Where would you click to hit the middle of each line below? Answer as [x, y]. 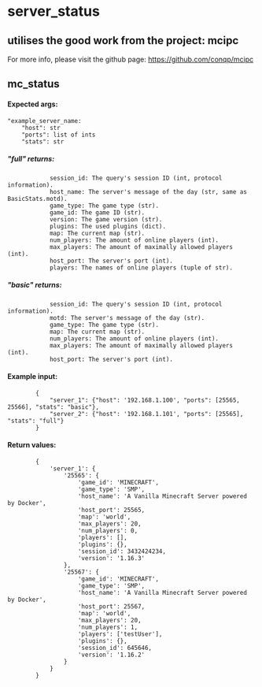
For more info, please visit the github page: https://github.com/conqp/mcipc [130, 59]
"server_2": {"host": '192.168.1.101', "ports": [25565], [146, 414]
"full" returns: [31, 159]
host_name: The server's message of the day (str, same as [148, 191]
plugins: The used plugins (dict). [108, 226]
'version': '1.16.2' [111, 655]
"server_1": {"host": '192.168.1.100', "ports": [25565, [145, 400]
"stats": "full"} [36, 421]
